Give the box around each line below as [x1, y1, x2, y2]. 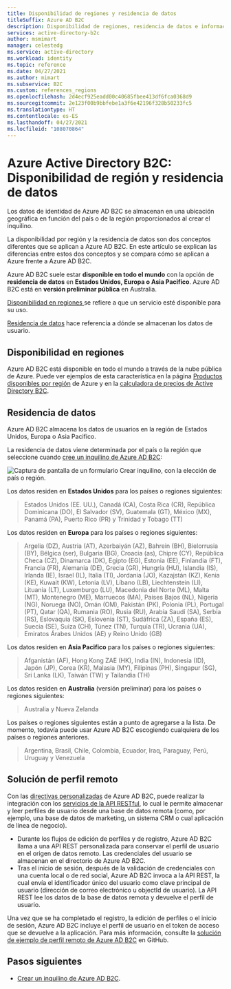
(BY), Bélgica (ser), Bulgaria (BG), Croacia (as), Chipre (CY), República [23, 549, 223, 557]
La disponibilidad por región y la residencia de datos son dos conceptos [7, 235, 211, 243]
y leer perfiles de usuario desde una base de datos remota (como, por [7, 806, 206, 815]
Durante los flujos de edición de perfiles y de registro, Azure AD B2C [16, 835, 212, 843]
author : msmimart [7, 36, 57, 43]
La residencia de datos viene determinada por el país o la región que [7, 445, 201, 453]
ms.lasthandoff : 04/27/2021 [7, 119, 88, 126]
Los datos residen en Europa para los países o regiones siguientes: [7, 528, 198, 536]
